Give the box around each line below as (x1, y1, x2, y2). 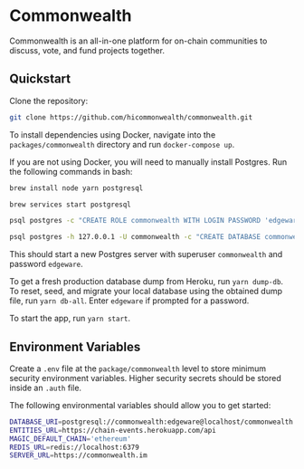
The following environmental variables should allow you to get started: (9, 399, 271, 410)
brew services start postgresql (9, 200, 131, 209)
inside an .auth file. (9, 382, 82, 393)
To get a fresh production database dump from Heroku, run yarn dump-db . (9, 276, 283, 287)
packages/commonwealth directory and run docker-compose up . (9, 139, 235, 149)
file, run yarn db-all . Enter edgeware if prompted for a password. (9, 295, 250, 306)
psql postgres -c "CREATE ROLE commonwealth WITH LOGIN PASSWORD (9, 216, 261, 225)
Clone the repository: (9, 95, 89, 106)
